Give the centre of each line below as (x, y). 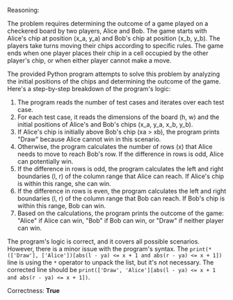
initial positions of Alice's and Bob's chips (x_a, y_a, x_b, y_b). (105, 124)
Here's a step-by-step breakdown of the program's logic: (89, 89)
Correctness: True (34, 291)
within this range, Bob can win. (62, 206)
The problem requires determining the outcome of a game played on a (108, 23)
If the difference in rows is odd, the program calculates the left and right (120, 169)
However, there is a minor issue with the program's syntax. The (98, 249)
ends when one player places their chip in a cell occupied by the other (108, 53)
